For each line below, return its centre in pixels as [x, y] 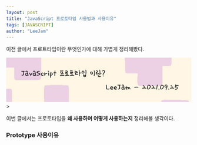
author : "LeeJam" [27, 31]
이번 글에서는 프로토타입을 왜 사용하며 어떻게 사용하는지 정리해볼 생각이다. [91, 118]
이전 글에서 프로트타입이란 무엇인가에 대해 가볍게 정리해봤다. [75, 49]
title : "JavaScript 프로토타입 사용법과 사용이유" [61, 18]
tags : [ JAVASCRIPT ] [30, 25]
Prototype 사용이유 [33, 135]
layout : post [22, 12]
